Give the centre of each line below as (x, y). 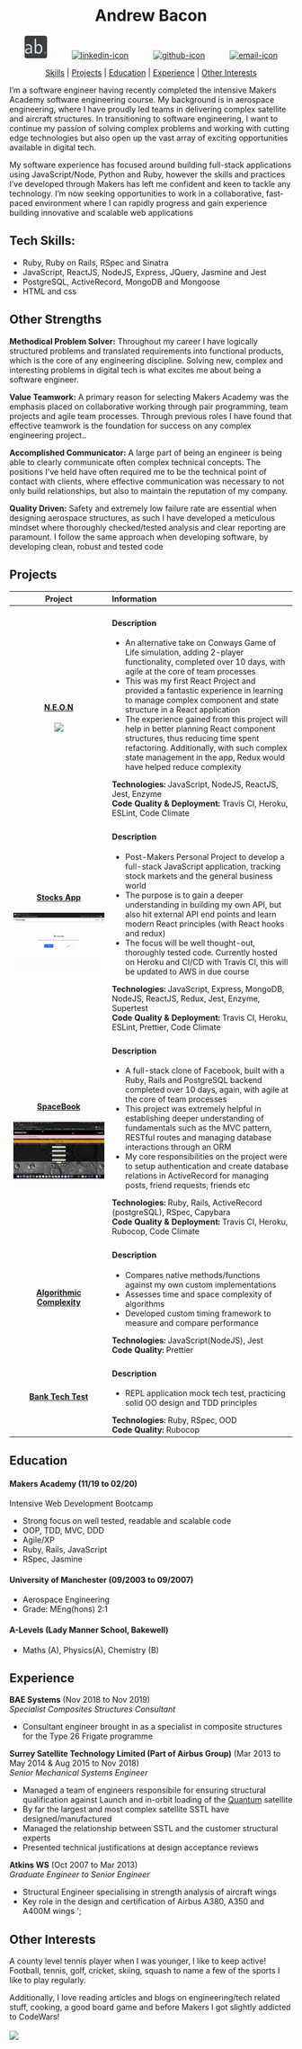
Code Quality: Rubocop (156, 1430)
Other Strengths (55, 320)
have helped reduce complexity (183, 767)
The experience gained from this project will (207, 720)
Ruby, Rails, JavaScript (65, 1550)
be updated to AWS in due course (187, 971)
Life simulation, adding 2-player (185, 652)
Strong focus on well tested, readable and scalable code (127, 1521)
